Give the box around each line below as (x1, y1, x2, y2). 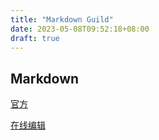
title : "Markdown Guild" (10, 14, 114, 25)
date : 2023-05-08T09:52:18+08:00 (10, 24, 150, 34)
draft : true (10, 33, 60, 43)
